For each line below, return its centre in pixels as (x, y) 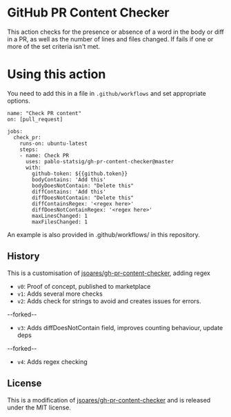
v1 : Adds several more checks (60, 294)
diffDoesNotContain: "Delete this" (83, 198)
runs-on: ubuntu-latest (54, 143)
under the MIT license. (39, 407)
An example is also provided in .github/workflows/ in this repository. (103, 234)
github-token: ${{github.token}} (80, 174)
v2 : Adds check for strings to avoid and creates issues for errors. (109, 301)
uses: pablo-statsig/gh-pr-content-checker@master (100, 161)
